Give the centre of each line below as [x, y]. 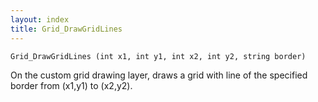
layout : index [40, 19]
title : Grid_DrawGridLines [66, 29]
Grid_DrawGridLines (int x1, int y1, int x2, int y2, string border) [158, 56]
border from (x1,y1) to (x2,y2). [71, 85]
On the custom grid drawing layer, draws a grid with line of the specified [159, 75]
